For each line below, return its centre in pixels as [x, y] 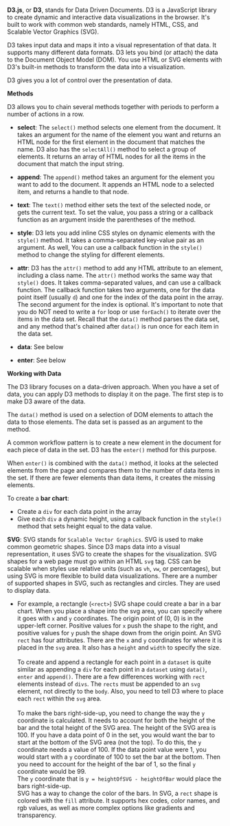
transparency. [37, 815]
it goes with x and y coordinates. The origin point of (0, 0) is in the [110, 618]
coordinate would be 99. [51, 771]
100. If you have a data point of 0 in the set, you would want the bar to [116, 735]
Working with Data [34, 374]
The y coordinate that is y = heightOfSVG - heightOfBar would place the [119, 779]
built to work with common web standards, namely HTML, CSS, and [103, 24]
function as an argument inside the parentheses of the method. [106, 220]
